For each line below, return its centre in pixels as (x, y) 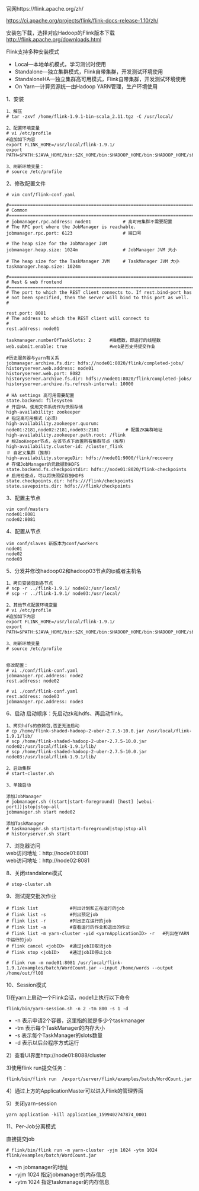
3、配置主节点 (23, 498)
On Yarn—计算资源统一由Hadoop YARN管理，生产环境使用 (86, 87)
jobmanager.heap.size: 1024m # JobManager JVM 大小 (92, 250)
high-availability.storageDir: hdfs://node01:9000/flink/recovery (90, 458)
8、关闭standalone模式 (34, 873)
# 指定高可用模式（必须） (33, 418)
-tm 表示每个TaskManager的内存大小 (60, 1028)
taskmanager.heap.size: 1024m (44, 267)
